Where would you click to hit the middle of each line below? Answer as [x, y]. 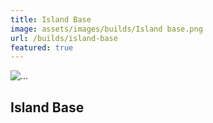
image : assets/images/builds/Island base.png [106, 29]
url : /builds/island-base [64, 38]
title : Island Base [51, 19]
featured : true [42, 47]
